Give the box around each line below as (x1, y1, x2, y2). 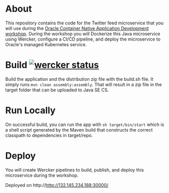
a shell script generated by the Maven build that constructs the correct (5, 126, 153, 133)
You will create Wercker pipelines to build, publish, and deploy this (5, 167, 144, 173)
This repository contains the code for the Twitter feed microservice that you (5, 20, 164, 26)
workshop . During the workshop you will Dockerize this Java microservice (5, 30, 161, 37)
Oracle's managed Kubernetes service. (5, 41, 87, 47)
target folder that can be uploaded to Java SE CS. (5, 87, 109, 93)
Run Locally (5, 105, 56, 116)
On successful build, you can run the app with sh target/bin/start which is (5, 121, 164, 127)
